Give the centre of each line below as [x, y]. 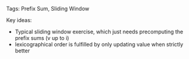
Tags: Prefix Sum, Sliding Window [48, 9]
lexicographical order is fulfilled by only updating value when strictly [99, 44]
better [22, 51]
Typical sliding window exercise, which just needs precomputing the [99, 32]
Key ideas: [19, 20]
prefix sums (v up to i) [42, 38]
